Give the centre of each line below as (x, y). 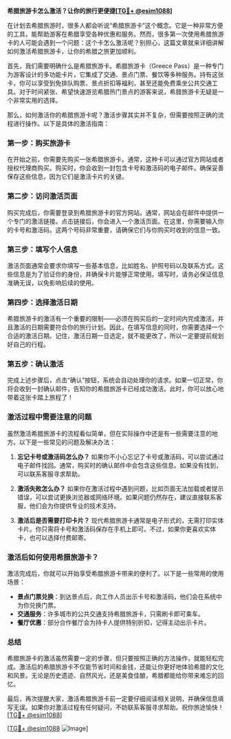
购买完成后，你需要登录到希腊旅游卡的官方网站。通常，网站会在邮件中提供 (112, 212)
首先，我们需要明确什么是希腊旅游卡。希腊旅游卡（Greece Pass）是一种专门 (115, 66)
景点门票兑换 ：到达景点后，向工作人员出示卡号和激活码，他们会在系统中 (119, 597)
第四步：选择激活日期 (42, 302)
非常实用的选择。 (37, 100)
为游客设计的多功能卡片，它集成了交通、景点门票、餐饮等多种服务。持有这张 (115, 74)
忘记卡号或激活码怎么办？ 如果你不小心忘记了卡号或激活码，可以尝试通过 (120, 457)
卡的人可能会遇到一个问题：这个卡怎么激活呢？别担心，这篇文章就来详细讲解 (115, 43)
